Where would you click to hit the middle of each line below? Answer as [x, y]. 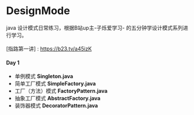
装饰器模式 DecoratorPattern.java [56, 106]
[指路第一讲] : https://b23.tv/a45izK [49, 49]
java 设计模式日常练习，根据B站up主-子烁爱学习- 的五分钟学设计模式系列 [95, 28]
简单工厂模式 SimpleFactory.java [55, 84]
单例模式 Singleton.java [44, 76]
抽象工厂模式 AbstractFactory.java [57, 99]
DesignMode [38, 11]
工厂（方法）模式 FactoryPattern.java [61, 91]
